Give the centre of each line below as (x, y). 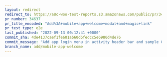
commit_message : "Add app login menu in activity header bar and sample (82, 42)
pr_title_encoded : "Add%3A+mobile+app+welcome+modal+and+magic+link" (79, 24)
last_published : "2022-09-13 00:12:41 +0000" (53, 33)
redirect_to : (18, 14)
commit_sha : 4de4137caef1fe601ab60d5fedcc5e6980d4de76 (63, 38)
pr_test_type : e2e (24, 28)
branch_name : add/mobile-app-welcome (44, 47)
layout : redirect (23, 10)
